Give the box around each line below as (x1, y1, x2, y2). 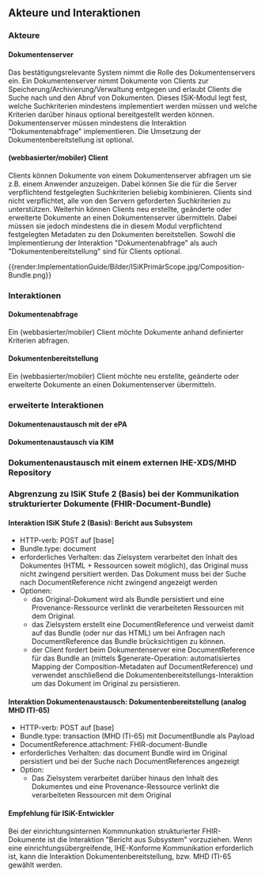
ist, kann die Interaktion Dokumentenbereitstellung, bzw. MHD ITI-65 (8, 852, 232, 861)
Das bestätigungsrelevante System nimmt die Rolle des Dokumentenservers (8, 67, 256, 77)
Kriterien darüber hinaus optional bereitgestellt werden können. (8, 109, 215, 119)
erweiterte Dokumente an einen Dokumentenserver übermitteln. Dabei (8, 213, 237, 222)
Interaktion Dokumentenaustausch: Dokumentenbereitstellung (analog (8, 697, 247, 707)
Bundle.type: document (19, 544, 97, 553)
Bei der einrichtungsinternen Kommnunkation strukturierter (8, 826, 201, 836)
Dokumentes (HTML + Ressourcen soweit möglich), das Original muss (19, 561, 249, 570)
